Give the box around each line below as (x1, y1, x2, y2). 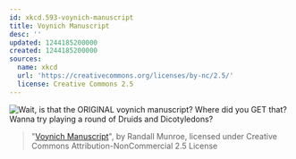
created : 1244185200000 (9, 46, 98, 55)
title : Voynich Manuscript (9, 21, 110, 30)
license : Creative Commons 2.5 (17, 79, 134, 88)
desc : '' (9, 29, 42, 38)
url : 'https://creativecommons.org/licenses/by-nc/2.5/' (17, 71, 234, 80)
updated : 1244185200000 (9, 38, 98, 47)
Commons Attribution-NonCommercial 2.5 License (30, 140, 218, 151)
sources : (9, 54, 42, 63)
